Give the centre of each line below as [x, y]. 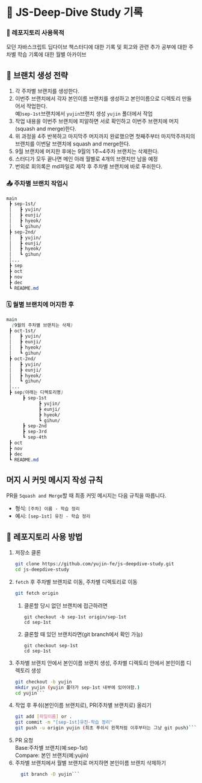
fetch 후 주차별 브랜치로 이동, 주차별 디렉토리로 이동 [76, 582]
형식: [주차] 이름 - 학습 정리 [47, 509]
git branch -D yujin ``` [50, 775]
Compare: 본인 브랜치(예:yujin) [52, 755]
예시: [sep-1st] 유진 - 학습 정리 [53, 516]
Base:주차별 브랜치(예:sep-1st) [51, 748]
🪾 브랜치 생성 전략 [37, 75]
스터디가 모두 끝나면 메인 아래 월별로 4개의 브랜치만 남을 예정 [86, 159]
